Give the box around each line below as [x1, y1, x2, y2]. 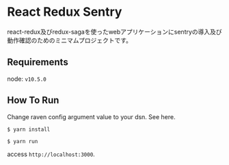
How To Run [7, 94, 59, 106]
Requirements [7, 56, 68, 68]
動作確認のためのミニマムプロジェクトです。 [7, 36, 132, 45]
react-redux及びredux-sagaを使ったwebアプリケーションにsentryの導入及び [7, 27, 222, 36]
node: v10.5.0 [7, 75, 46, 83]
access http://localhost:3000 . [7, 150, 96, 158]
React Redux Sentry [7, 4, 122, 20]
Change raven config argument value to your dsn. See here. [7, 112, 176, 120]
